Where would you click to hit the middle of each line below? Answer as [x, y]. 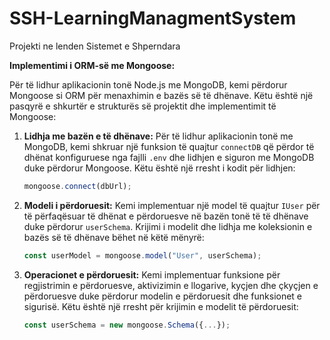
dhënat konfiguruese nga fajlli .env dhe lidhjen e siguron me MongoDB [169, 157]
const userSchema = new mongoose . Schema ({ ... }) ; [127, 325]
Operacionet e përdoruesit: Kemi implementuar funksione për [152, 274]
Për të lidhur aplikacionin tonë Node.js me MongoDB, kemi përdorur [148, 84]
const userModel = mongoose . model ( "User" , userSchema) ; [142, 255]
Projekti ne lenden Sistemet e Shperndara [95, 46]
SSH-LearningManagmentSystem [153, 18]
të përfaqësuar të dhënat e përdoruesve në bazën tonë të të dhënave [166, 216]
